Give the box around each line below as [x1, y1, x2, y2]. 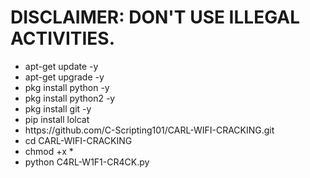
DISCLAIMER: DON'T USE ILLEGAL [10, 6, 301, 29]
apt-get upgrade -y [24, 71, 105, 83]
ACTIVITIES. [10, 27, 116, 50]
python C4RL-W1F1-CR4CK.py [24, 156, 150, 168]
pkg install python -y [24, 81, 110, 93]
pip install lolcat [24, 113, 90, 125]
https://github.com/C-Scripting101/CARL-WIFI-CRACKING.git [24, 124, 275, 136]
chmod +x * [24, 145, 74, 157]
